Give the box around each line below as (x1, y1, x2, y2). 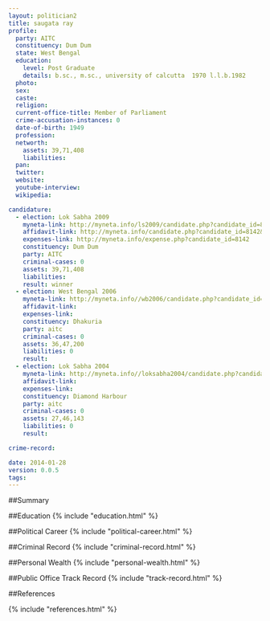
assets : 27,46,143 (22, 415, 84, 423)
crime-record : (8, 443, 56, 452)
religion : (15, 101, 48, 109)
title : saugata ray (8, 19, 74, 27)
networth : (15, 138, 48, 147)
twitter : (15, 169, 45, 177)
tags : (8, 473, 27, 482)
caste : (15, 94, 38, 102)
